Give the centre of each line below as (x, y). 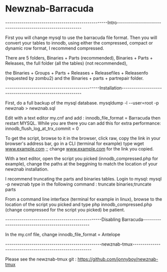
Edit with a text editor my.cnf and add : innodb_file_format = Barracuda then (83, 117)
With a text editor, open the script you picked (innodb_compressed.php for (82, 158)
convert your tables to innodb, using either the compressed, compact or (79, 42)
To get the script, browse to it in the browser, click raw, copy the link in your (83, 138)
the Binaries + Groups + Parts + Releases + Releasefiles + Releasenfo (77, 72)
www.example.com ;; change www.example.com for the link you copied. (80, 148)
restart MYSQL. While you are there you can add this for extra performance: (83, 123)
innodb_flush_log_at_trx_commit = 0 (42, 128)
